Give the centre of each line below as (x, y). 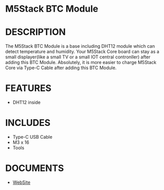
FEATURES (28, 88)
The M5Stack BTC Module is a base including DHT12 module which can (80, 46)
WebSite (21, 182)
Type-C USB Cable (32, 137)
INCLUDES (28, 123)
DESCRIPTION (36, 32)
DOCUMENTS (35, 168)
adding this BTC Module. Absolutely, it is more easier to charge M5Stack (81, 62)
